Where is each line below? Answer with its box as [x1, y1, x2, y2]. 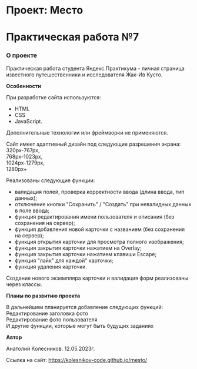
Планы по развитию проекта [6, 292, 81, 299]
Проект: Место [6, 4, 84, 17]
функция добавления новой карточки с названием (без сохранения [14, 226, 185, 233]
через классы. [6, 280, 42, 288]
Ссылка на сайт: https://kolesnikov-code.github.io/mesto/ [6, 356, 148, 363]
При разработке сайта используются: [6, 93, 101, 100]
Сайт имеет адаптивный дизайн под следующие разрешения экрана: [6, 140, 181, 147]
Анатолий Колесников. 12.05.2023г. [6, 345, 95, 352]
